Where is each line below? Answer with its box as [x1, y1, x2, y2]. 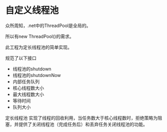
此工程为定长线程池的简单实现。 [5, 44, 72, 50]
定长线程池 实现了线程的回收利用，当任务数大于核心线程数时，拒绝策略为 [5, 115, 158, 121]
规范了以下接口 [5, 55, 37, 61]
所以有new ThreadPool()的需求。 [5, 33, 74, 39]
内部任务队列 [12, 78, 40, 85]
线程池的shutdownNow [12, 72, 61, 78]
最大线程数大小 [12, 91, 44, 97]
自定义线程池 [5, 5, 59, 16]
